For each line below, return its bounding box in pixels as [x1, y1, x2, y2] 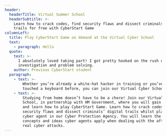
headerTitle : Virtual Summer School [9, 12, 85, 17]
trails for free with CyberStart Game [13, 26, 94, 31]
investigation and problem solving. [17, 63, 94, 68]
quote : [9, 49, 23, 54]
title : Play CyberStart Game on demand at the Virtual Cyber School [9, 35, 155, 40]
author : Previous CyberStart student [13, 68, 92, 73]
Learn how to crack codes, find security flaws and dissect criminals [13, 21, 164, 26]
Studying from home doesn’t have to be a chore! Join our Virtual [22, 95, 164, 100]
